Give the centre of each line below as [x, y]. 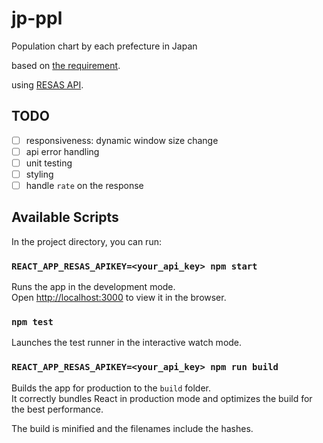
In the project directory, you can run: [86, 241]
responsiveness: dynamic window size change [122, 140]
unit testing [49, 163]
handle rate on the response [84, 185]
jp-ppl [37, 18]
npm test [32, 322]
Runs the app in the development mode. [93, 287]
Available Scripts [65, 217]
